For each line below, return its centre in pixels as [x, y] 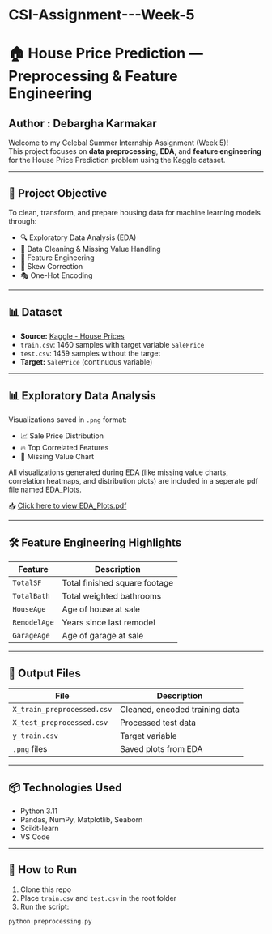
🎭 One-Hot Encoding [56, 275]
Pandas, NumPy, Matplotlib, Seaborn [81, 820]
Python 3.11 [39, 811]
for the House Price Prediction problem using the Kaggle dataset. [117, 160]
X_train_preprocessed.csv [62, 710]
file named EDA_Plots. [45, 489]
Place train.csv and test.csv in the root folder [98, 898]
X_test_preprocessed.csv [60, 723]
